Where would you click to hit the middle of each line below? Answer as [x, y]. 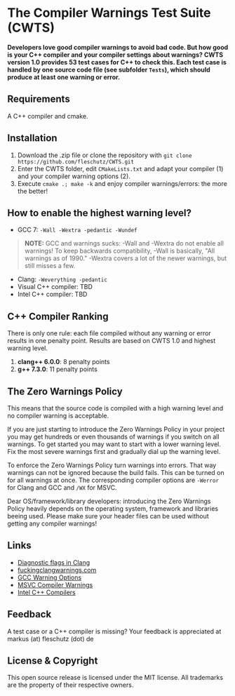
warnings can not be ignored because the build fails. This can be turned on [116, 473]
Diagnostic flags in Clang [53, 562]
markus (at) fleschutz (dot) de [51, 638]
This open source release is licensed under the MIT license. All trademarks [115, 678]
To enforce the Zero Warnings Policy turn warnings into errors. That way [112, 465]
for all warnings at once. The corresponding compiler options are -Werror [113, 480]
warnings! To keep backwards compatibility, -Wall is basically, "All [120, 251]
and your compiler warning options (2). [74, 176]
